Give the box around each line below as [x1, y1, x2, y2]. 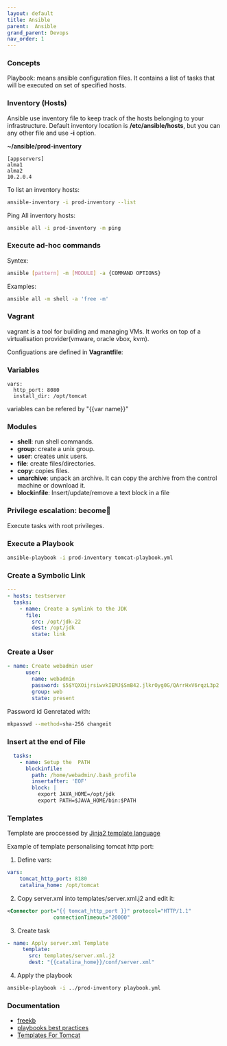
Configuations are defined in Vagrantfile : [7, 348, 123, 356]
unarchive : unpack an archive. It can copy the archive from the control [16, 474, 217, 482]
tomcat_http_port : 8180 [19, 875, 88, 882]
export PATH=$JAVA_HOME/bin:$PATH [37, 797, 136, 805]
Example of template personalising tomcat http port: [7, 842, 154, 851]
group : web [32, 688, 63, 695]
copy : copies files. [16, 467, 70, 475]
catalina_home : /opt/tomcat [19, 882, 99, 889]
